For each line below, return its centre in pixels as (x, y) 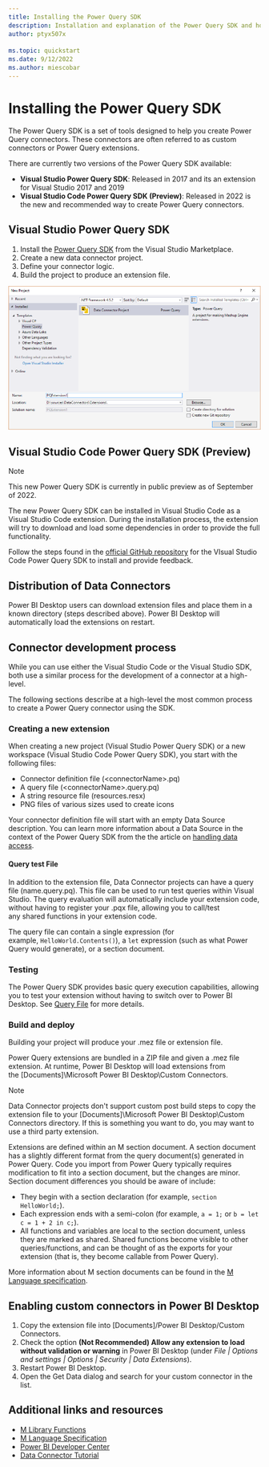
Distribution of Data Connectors (89, 586)
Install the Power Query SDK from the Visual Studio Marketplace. (126, 249)
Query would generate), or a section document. (87, 948)
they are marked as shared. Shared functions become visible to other (134, 1240)
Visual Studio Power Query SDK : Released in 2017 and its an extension (138, 179)
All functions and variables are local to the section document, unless (132, 1231)
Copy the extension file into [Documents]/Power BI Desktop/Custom (132, 1325)
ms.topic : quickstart (44, 51)
